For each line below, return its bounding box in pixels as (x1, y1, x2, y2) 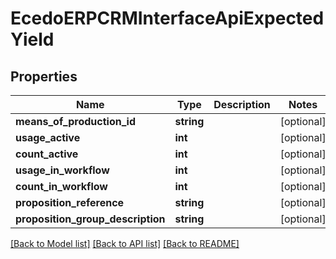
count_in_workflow (15, 180, 108, 193)
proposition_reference (15, 196, 125, 209)
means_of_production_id (15, 115, 136, 128)
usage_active (15, 131, 81, 144)
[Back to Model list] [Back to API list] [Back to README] (10, 238, 240, 249)
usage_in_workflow (15, 163, 110, 177)
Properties (10, 68, 78, 85)
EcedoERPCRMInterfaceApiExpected (10, 7, 325, 30)
